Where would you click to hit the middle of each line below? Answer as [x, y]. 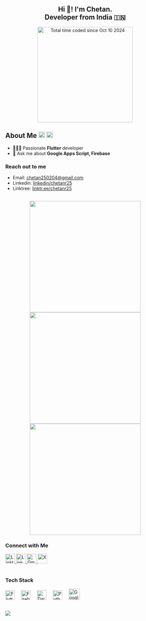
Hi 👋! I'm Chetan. [85, 9]
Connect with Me [27, 545]
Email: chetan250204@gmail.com [48, 177]
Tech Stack [20, 580]
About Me [21, 136]
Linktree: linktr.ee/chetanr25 [42, 188]
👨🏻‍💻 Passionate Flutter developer [48, 148]
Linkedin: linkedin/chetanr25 [42, 183]
